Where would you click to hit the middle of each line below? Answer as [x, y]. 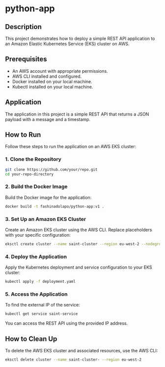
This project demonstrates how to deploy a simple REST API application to [80, 38]
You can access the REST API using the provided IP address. [67, 323]
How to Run [23, 135]
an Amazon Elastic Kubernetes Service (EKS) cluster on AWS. [67, 44]
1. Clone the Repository [33, 159]
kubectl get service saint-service [41, 314]
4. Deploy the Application [36, 256]
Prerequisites [26, 59]
